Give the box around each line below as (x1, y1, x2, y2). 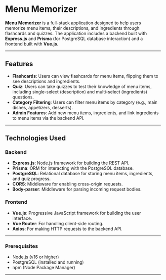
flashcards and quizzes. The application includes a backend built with (5, 30, 147, 36)
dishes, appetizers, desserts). (12, 104, 73, 110)
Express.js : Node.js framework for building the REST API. (12, 160, 129, 166)
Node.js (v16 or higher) (12, 254, 59, 260)
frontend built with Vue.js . (5, 41, 59, 47)
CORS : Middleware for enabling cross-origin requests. (12, 181, 123, 187)
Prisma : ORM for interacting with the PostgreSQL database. (12, 165, 134, 171)
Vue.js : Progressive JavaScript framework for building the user (12, 210, 141, 216)
